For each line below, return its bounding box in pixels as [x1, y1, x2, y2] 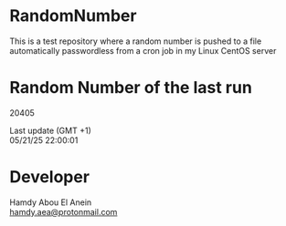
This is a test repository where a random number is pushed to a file [9, 36, 262, 46]
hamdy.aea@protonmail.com [9, 206, 118, 217]
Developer [9, 167, 90, 188]
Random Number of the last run [9, 77, 253, 98]
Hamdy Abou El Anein [9, 197, 92, 208]
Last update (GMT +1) [9, 125, 91, 136]
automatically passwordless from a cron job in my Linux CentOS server [9, 45, 277, 56]
